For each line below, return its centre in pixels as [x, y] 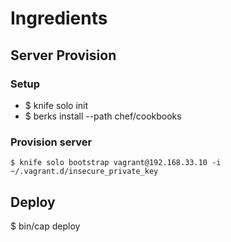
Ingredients [59, 18]
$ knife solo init [56, 105]
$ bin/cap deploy [45, 226]
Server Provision [63, 55]
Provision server [51, 142]
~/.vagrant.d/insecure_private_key [84, 172]
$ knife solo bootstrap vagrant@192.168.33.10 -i [116, 163]
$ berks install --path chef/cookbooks [103, 116]
